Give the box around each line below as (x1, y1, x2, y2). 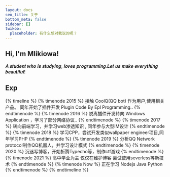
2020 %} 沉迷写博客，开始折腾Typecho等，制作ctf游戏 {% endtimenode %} (5, 148, 164, 154)
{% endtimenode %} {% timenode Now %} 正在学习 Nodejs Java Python (11, 161, 163, 167)
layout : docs (5, 7, 33, 13)
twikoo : (5, 26, 22, 31)
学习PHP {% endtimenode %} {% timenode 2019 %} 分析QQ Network (9, 136, 155, 142)
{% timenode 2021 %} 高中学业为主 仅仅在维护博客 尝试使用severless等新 (5, 155, 160, 161)
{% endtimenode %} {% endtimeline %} (5, 166, 89, 172)
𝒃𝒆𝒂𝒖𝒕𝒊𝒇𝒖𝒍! (5, 69, 26, 75)
